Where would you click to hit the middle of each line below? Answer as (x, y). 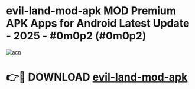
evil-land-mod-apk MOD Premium (91, 11)
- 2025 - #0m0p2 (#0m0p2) (76, 36)
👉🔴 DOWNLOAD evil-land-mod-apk (97, 77)
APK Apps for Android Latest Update (98, 23)
